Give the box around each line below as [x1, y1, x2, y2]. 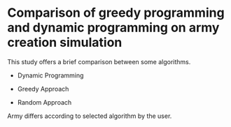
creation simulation [7, 35, 122, 50]
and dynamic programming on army [7, 20, 220, 36]
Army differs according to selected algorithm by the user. [7, 112, 172, 120]
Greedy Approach [17, 84, 69, 93]
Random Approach [17, 98, 72, 106]
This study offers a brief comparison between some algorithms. [7, 57, 191, 66]
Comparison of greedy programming [7, 5, 225, 21]
